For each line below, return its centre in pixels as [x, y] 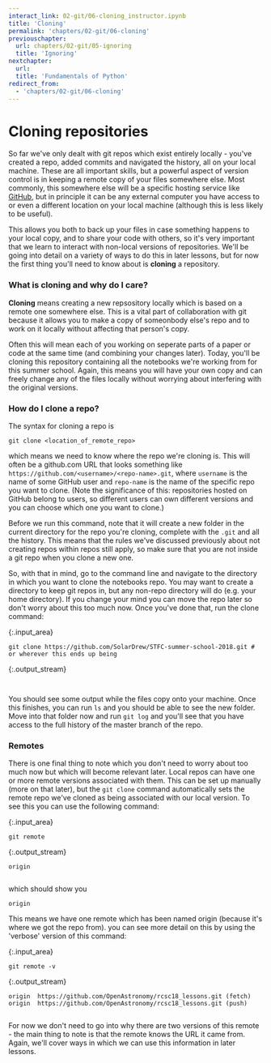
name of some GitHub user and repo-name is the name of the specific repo [131, 481]
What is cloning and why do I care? [78, 285]
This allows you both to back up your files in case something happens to [129, 230]
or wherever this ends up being [63, 654]
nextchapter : [30, 62]
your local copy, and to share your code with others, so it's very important [131, 238]
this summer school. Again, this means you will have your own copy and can [135, 370]
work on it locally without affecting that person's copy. [99, 328]
